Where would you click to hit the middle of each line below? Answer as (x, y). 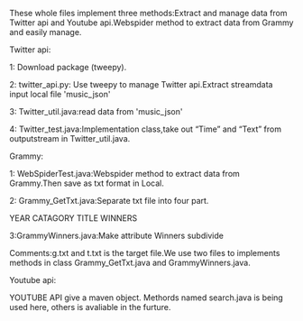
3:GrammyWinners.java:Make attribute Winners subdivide (116, 235)
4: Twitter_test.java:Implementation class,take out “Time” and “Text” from (146, 129)
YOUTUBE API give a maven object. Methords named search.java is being (147, 298)
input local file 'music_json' (60, 94)
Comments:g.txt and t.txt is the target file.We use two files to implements (145, 253)
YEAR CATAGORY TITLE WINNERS (73, 218)
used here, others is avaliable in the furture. (90, 307)
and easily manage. (46, 32)
